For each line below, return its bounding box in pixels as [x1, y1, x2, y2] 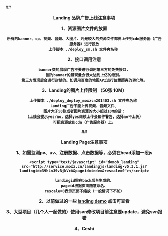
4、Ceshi [74, 226, 94, 231]
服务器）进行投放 [69, 42, 99, 47]
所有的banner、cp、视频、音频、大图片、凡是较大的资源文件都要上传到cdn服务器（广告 [7, 36, 162, 41]
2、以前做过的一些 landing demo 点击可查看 [38, 198, 130, 204]
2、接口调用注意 [67, 56, 101, 62]
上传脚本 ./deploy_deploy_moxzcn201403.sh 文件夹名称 [29, 98, 137, 103]
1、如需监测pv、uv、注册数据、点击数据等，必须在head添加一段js [16, 150, 153, 155]
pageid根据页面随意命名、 [61, 183, 108, 188]
